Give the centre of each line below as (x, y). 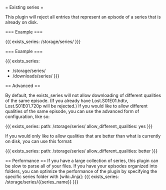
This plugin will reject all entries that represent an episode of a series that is (83, 17)
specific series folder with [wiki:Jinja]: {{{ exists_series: (62, 176)
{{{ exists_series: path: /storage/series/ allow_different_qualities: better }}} (81, 151)
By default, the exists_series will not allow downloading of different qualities (83, 95)
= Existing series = (24, 7)
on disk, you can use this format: (39, 141)
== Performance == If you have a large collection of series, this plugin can (82, 160)
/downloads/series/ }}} (36, 76)
